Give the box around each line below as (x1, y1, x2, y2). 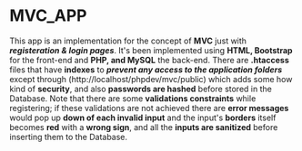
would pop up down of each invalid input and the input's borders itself (9, 112, 277, 123)
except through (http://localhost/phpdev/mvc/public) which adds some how (9, 73, 293, 84)
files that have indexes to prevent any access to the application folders (9, 64, 283, 75)
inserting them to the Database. (9, 131, 128, 142)
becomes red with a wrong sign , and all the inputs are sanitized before (9, 121, 278, 132)
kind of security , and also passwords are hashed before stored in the (9, 83, 273, 94)
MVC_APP (9, 5, 87, 26)
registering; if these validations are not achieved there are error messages (9, 102, 289, 113)
